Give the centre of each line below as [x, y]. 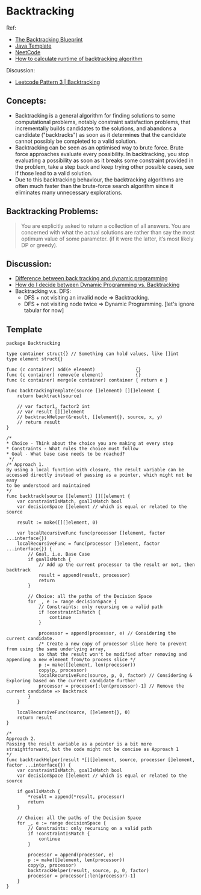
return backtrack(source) [50, 396]
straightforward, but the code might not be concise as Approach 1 [93, 749]
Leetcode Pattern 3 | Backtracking [57, 82]
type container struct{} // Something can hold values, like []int [93, 354]
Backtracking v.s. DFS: [43, 291]
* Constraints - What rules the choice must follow [72, 449]
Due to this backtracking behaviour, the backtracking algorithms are [99, 180]
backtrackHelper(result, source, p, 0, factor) [88, 871]
